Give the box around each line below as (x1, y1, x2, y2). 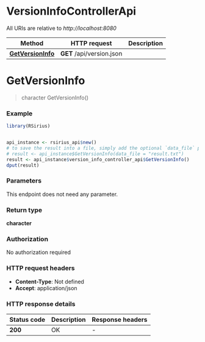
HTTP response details (6, 299, 76, 308)
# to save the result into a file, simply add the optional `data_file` (6, 145, 195, 151)
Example (6, 109, 33, 117)
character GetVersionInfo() (21, 93, 89, 101)
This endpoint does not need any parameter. (6, 191, 118, 198)
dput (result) (6, 162, 40, 169)
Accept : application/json (15, 284, 77, 291)
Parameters (6, 176, 41, 185)
